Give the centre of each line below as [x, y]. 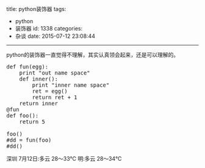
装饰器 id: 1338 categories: [49, 28]
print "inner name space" [71, 85]
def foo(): [23, 116]
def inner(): [38, 79]
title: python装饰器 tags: [36, 9]
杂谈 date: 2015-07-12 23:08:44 [55, 36]
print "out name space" [55, 73]
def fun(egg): [27, 67]
